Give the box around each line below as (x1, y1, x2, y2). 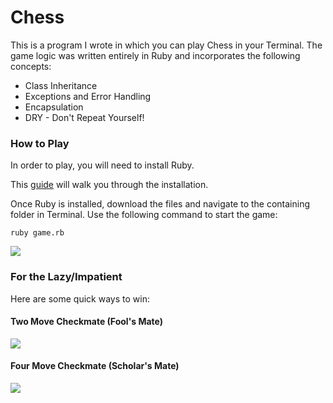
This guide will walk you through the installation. (10, 179, 209, 191)
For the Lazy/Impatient (10, 270, 123, 284)
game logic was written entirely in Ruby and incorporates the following (10, 49, 301, 61)
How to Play (10, 136, 70, 150)
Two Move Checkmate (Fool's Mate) (10, 316, 164, 328)
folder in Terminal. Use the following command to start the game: (10, 209, 278, 221)
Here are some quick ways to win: (10, 292, 150, 305)
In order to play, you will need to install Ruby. (10, 159, 195, 171)
